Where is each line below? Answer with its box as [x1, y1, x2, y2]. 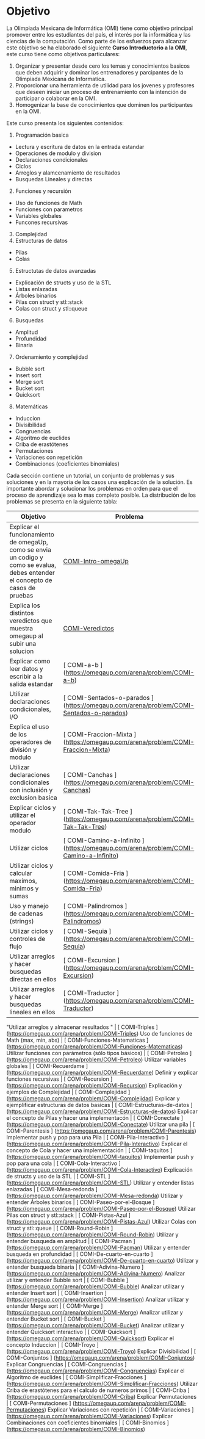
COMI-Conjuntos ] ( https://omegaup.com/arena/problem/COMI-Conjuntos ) [6, 1354, 195, 1361]
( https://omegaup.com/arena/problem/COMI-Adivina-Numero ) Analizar [6, 1269, 185, 1277]
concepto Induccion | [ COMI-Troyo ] [6, 1341, 99, 1348]
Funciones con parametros [15, 206, 83, 213]
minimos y [9, 884, 39, 892]
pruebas [9, 591, 34, 599]
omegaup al [9, 632, 44, 640]
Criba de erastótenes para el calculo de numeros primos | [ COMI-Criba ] [6, 1387, 190, 1394]
